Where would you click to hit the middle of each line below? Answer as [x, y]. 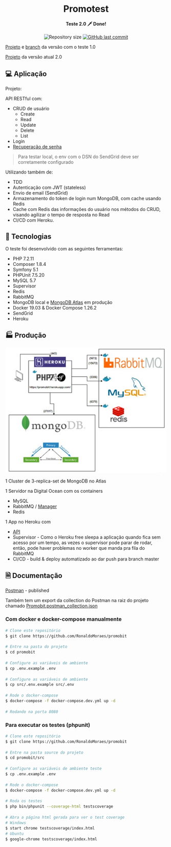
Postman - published [27, 590]
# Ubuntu [15, 834]
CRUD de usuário [31, 109]
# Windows [16, 823]
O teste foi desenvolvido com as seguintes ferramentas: [64, 249]
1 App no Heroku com [28, 522]
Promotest [86, 9]
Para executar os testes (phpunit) [48, 725]
